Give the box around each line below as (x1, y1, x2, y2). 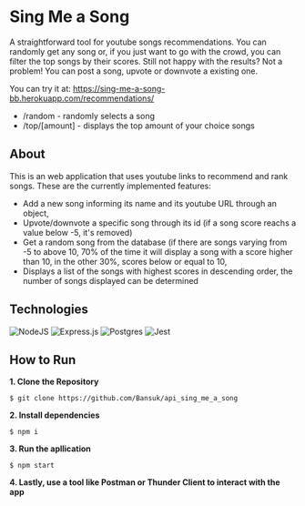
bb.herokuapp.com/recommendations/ (9, 93, 155, 104)
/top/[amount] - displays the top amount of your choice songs (22, 120, 255, 131)
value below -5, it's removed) (22, 227, 133, 238)
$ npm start (9, 461, 55, 471)
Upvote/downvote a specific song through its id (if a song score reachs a (22, 217, 297, 228)
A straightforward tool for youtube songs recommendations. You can (9, 36, 267, 47)
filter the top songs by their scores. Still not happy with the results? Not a (9, 56, 283, 66)
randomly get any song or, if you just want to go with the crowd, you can (9, 46, 281, 56)
